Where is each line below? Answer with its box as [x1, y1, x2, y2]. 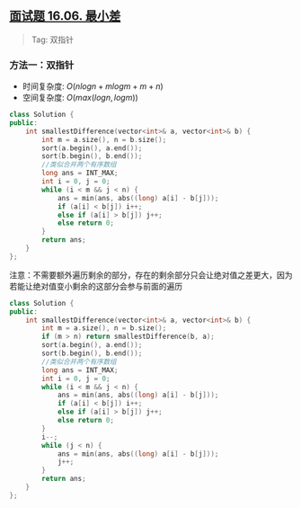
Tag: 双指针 [31, 34, 75, 45]
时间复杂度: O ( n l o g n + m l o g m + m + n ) [22, 81, 164, 92]
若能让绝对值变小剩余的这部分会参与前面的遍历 [9, 281, 182, 291]
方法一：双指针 [9, 58, 75, 71]
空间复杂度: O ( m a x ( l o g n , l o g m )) [22, 93, 139, 103]
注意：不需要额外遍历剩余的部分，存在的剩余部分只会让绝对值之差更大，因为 [9, 269, 293, 281]
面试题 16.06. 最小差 [9, 8, 121, 24]
